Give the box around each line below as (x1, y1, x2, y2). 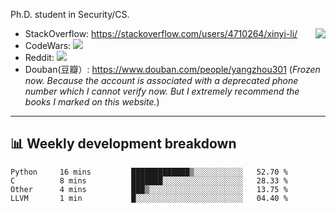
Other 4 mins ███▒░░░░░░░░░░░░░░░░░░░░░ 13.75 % (10, 184, 288, 194)
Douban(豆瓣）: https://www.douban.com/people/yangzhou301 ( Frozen (24, 64, 321, 75)
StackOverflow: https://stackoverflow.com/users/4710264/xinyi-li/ (24, 28, 298, 39)
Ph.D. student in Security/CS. (10, 9, 130, 20)
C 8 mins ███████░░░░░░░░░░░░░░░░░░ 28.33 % (10, 175, 288, 186)
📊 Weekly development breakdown (10, 135, 237, 153)
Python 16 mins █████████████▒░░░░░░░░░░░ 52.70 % (10, 167, 288, 177)
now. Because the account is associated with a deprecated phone (24, 75, 299, 86)
